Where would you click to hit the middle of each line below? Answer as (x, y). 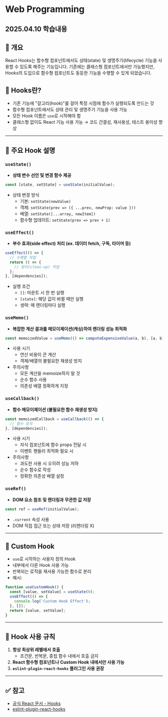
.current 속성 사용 (31, 519)
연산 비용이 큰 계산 (38, 354)
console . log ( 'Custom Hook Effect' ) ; (52, 601)
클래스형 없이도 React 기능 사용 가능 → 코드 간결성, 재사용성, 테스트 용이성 (85, 122)
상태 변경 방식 (26, 195)
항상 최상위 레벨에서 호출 (36, 650)
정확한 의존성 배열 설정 (42, 476)
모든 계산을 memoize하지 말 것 (50, 374)
